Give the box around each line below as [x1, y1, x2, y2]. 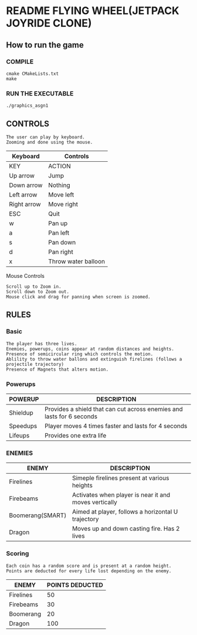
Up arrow [9, 171, 35, 179]
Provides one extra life [45, 431, 107, 439]
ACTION [48, 162, 72, 170]
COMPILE [6, 57, 34, 66]
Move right [48, 200, 78, 208]
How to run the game [6, 40, 84, 50]
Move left [48, 191, 74, 199]
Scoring [6, 549, 29, 558]
